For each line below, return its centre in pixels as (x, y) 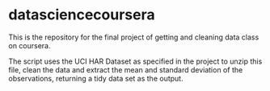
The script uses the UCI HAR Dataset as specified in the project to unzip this (135, 61)
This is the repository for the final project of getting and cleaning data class (134, 37)
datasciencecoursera (82, 15)
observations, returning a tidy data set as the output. (96, 78)
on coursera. (30, 45)
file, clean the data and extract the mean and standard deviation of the (126, 69)
